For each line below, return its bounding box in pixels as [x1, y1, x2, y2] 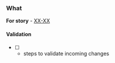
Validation [6, 30, 32, 37]
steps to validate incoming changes [23, 50, 110, 57]
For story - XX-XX [6, 17, 50, 24]
